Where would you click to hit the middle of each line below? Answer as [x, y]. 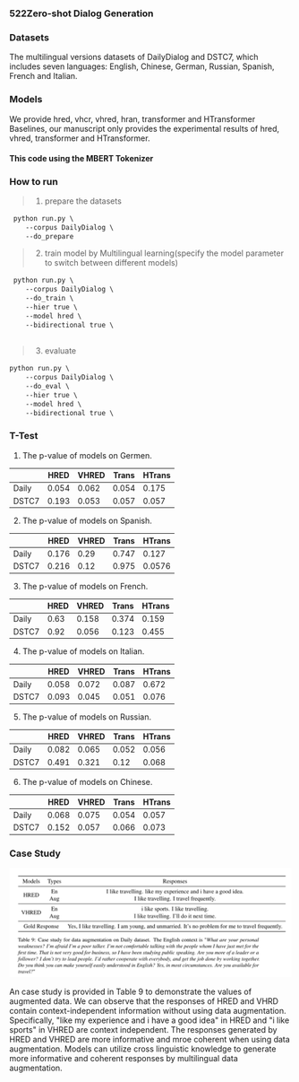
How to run [34, 182]
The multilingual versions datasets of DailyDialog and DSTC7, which [134, 57]
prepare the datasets [83, 201]
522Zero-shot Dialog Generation [81, 13]
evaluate [60, 351]
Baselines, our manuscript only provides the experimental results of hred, [145, 128]
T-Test [24, 436]
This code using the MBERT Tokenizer [81, 159]
